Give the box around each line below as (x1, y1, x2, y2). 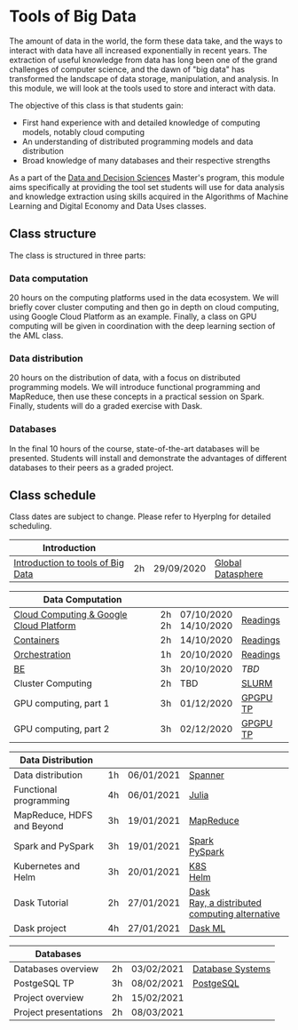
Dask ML (189, 922, 226, 935)
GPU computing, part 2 (13, 723, 110, 735)
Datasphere (214, 568, 263, 580)
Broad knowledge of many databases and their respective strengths (21, 155, 271, 165)
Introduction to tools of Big (13, 557, 125, 570)
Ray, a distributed (189, 897, 262, 909)
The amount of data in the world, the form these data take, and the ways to (9, 36, 283, 46)
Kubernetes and (13, 860, 81, 873)
